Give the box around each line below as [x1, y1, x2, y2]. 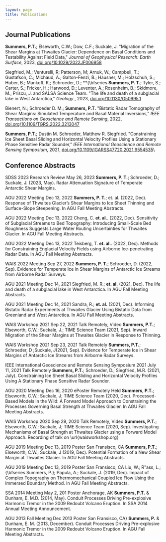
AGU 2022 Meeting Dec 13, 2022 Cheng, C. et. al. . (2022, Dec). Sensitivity [5, 215, 158, 221]
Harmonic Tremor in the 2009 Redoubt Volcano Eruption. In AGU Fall [5, 526, 146, 532]
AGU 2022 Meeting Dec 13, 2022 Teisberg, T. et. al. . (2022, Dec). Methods [5, 240, 159, 247]
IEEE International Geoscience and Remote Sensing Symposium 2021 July [5, 362, 157, 368]
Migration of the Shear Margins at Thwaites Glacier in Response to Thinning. [5, 332, 162, 338]
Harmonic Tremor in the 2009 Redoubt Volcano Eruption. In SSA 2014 [5, 501, 148, 507]
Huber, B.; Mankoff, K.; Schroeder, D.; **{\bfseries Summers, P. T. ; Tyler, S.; [5, 80, 161, 86]
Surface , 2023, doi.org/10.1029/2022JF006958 [5, 59, 102, 65]
